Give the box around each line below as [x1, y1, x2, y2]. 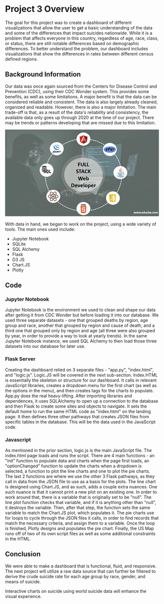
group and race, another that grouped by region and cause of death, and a [5, 322, 155, 329]
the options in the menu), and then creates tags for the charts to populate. [5, 387, 154, 393]
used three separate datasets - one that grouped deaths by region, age [5, 317, 148, 323]
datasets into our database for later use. [5, 343, 85, 349]
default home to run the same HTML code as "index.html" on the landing [5, 408, 151, 414]
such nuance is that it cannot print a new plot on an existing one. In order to [5, 489, 157, 495]
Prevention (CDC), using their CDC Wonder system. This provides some [5, 88, 149, 94]
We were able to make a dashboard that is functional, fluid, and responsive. [5, 563, 157, 569]
